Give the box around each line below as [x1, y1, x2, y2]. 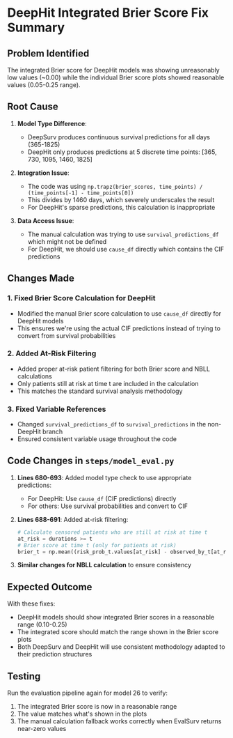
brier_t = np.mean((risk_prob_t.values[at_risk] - [17, 548, 168, 555]
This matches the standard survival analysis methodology [17, 387, 183, 395]
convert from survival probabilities [17, 331, 116, 339]
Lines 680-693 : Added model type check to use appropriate [17, 473, 192, 482]
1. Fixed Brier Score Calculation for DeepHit [7, 293, 156, 303]
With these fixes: [7, 599, 56, 608]
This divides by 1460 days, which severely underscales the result [27, 195, 215, 203]
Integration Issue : [17, 169, 70, 177]
